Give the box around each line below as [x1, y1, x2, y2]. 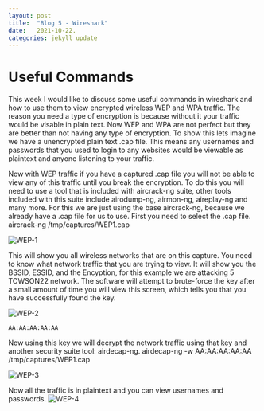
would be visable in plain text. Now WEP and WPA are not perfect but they [8, 120, 251, 130]
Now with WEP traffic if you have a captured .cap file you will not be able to [8, 169, 255, 179]
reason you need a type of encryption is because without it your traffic [8, 112, 240, 121]
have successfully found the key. [8, 293, 117, 303]
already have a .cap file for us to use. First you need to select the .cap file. [8, 212, 251, 221]
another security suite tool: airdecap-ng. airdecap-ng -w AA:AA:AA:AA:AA [8, 346, 252, 356]
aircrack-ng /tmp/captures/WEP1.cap [8, 220, 130, 229]
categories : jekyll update [8, 33, 98, 42]
